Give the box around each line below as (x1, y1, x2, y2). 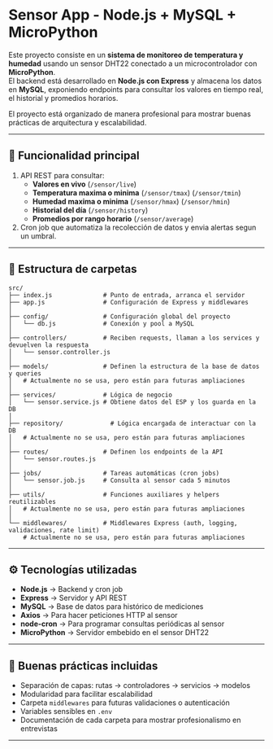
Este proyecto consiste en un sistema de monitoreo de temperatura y (8, 50, 244, 59)
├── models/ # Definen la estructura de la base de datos (8, 362, 260, 370)
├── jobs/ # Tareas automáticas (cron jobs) (8, 469, 220, 477)
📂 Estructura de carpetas (8, 262, 137, 276)
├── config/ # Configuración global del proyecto (8, 312, 231, 321)
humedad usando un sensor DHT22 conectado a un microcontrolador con (8, 59, 258, 68)
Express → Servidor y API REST (19, 593, 128, 603)
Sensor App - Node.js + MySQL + (8, 6, 237, 24)
